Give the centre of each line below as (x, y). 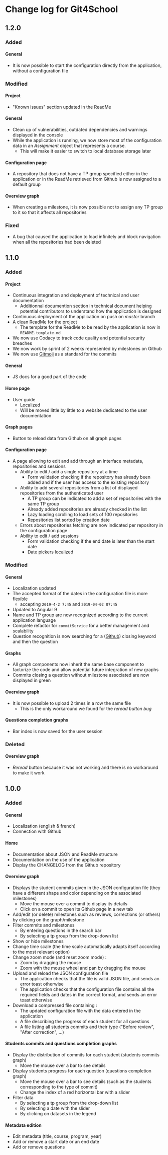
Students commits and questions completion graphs (61, 1044)
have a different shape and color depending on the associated (77, 893)
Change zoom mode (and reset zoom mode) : (59, 957)
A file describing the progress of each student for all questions (85, 1021)
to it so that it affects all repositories (49, 212)
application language (34, 620)
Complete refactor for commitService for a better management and (81, 626)
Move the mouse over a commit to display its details (74, 904)
